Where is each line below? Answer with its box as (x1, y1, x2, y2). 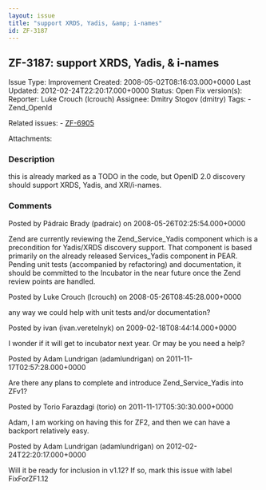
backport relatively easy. (8, 425, 89, 436)
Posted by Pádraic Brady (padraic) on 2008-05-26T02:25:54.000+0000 (8, 218, 246, 228)
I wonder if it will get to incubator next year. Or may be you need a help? (8, 338, 245, 348)
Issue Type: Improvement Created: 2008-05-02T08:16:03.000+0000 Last (8, 78, 252, 87)
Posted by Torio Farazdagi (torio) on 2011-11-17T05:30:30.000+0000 (8, 401, 234, 412)
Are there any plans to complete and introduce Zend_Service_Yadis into (8, 377, 244, 388)
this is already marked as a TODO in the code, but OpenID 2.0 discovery (8, 172, 246, 181)
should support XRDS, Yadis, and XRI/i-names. (8, 181, 162, 190)
